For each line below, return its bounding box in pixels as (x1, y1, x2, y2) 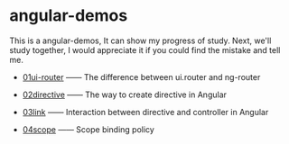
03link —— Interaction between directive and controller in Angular (22, 106, 269, 117)
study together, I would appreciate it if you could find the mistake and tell (9, 44, 281, 55)
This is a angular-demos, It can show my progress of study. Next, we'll (9, 35, 272, 46)
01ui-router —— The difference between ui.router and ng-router (22, 71, 261, 82)
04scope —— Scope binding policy (22, 123, 155, 135)
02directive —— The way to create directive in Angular (22, 89, 228, 100)
